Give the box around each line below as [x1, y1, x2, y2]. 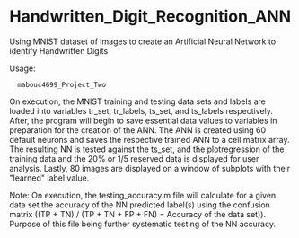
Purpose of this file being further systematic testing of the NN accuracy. [9, 218, 277, 229]
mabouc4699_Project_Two [17, 80, 106, 89]
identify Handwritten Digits [9, 45, 109, 56]
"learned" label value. [9, 172, 90, 183]
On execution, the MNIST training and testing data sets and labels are [9, 96, 267, 107]
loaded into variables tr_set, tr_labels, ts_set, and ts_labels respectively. [9, 105, 274, 116]
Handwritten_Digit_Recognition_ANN [9, 6, 292, 27]
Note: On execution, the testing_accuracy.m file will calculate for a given [9, 190, 277, 200]
